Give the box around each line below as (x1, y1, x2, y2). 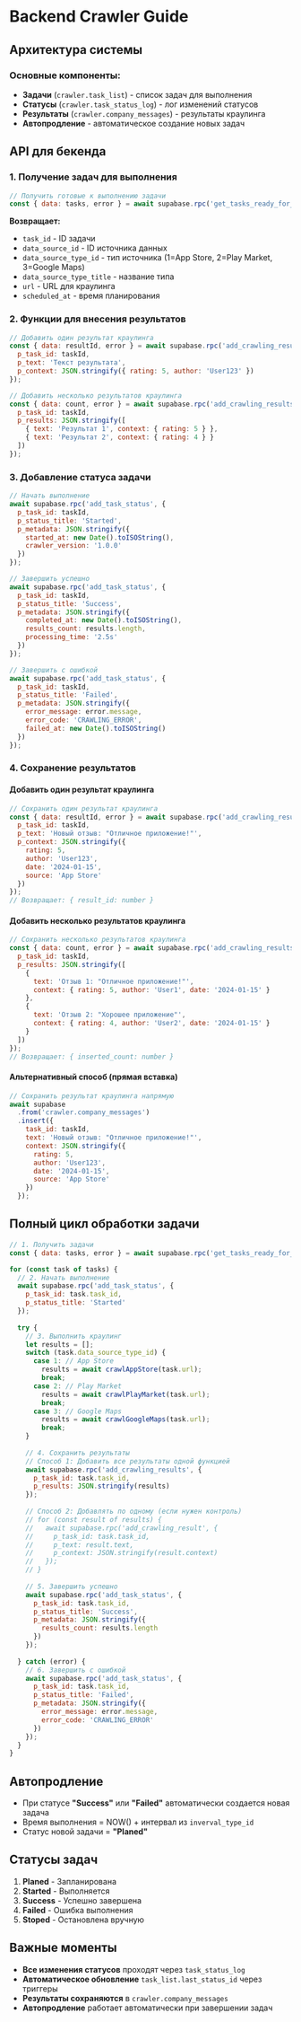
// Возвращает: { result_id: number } (9, 896, 154, 905)
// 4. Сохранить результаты (25, 1448, 130, 1457)
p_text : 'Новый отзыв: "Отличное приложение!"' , (17, 829, 202, 839)
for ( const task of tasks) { (9, 1264, 118, 1274)
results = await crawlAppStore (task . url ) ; (41, 1365, 202, 1375)
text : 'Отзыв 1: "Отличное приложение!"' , (32, 977, 194, 986)
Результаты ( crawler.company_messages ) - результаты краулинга (21, 108, 266, 119)
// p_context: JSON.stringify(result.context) (25, 1549, 219, 1558)
